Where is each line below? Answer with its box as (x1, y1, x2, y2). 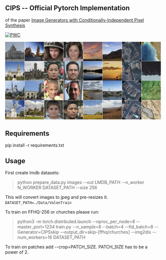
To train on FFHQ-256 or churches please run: (5, 209, 99, 215)
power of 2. (5, 249, 29, 255)
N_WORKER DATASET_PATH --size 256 (17, 184, 97, 190)
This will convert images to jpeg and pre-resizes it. (5, 194, 108, 200)
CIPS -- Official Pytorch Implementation (5, 4, 130, 12)
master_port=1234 (17, 223, 55, 229)
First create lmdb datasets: (5, 170, 60, 175)
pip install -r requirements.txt (5, 142, 64, 148)
